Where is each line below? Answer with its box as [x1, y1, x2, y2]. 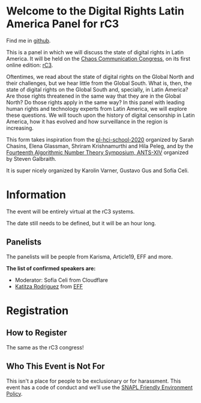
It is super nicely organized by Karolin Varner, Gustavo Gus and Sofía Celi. [6, 167, 189, 174]
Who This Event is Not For [6, 361, 105, 372]
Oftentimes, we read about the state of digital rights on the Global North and [6, 73, 194, 80]
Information [6, 188, 66, 202]
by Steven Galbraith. [6, 155, 57, 162]
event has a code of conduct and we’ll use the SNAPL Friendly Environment [6, 384, 193, 391]
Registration [6, 304, 69, 317]
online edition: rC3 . [6, 61, 53, 69]
